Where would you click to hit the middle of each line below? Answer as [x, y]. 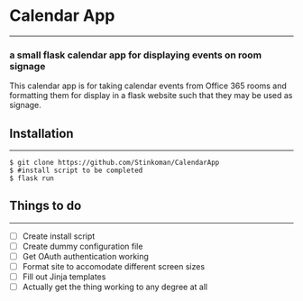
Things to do [46, 206]
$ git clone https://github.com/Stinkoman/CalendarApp [115, 163]
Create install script [59, 236]
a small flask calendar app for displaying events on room [136, 55]
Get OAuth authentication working [85, 256]
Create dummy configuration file [83, 246]
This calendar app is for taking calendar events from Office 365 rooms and [148, 86]
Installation [41, 133]
